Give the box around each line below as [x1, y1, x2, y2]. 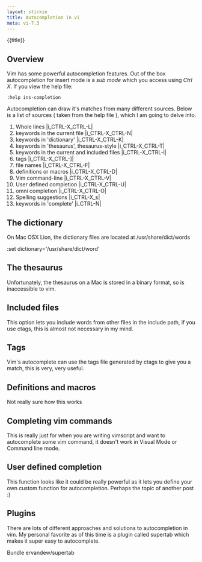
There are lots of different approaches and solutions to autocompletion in [7, 524, 188, 531]
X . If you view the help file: [7, 83, 73, 90]
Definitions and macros [7, 382, 96, 393]
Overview [7, 54, 44, 64]
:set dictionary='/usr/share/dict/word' [7, 245, 100, 252]
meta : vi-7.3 [7, 20, 40, 26]
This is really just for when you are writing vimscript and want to [7, 432, 166, 439]
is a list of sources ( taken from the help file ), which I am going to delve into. [7, 112, 197, 119]
